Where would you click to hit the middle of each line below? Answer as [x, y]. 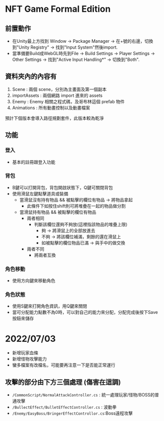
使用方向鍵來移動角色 [34, 281]
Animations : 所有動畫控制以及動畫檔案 [51, 108]
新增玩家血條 [25, 353]
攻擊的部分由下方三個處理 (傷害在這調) [63, 382]
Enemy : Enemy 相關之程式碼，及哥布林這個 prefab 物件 [68, 101]
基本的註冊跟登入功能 [34, 162]
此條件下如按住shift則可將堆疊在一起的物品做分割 [76, 206]
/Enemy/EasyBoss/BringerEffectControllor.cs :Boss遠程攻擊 [72, 413]
